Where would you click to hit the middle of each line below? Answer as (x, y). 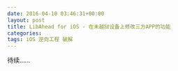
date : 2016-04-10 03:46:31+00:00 (56, 14)
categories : (24, 33)
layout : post (26, 20)
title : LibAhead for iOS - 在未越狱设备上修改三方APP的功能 (89, 26)
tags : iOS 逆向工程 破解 (40, 40)
